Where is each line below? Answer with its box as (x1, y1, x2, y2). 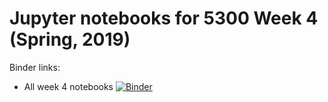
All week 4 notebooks (23, 80, 114, 92)
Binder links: (9, 61, 61, 73)
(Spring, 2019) (9, 28, 131, 51)
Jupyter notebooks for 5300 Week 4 (9, 7, 319, 30)
